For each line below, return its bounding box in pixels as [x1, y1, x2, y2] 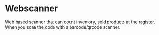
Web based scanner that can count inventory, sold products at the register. [5, 19, 155, 25]
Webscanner [5, 3, 58, 14]
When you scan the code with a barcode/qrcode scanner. [5, 24, 121, 30]
